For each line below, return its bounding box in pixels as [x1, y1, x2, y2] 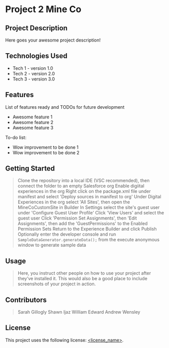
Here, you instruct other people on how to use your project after [17, 270, 151, 276]
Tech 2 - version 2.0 [12, 70, 55, 76]
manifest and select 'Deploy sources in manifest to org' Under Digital [17, 194, 161, 200]
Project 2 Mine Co [5, 4, 82, 15]
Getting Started [5, 164, 55, 173]
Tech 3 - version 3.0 [12, 76, 55, 82]
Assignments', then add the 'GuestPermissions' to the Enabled [17, 221, 148, 227]
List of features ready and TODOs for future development [5, 104, 125, 110]
